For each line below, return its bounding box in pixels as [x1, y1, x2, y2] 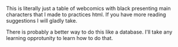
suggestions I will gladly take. [6, 17, 78, 24]
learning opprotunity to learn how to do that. [6, 35, 113, 41]
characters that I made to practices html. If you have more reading [6, 11, 166, 18]
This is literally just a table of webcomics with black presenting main [6, 5, 171, 12]
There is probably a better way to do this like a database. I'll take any [6, 28, 173, 35]
